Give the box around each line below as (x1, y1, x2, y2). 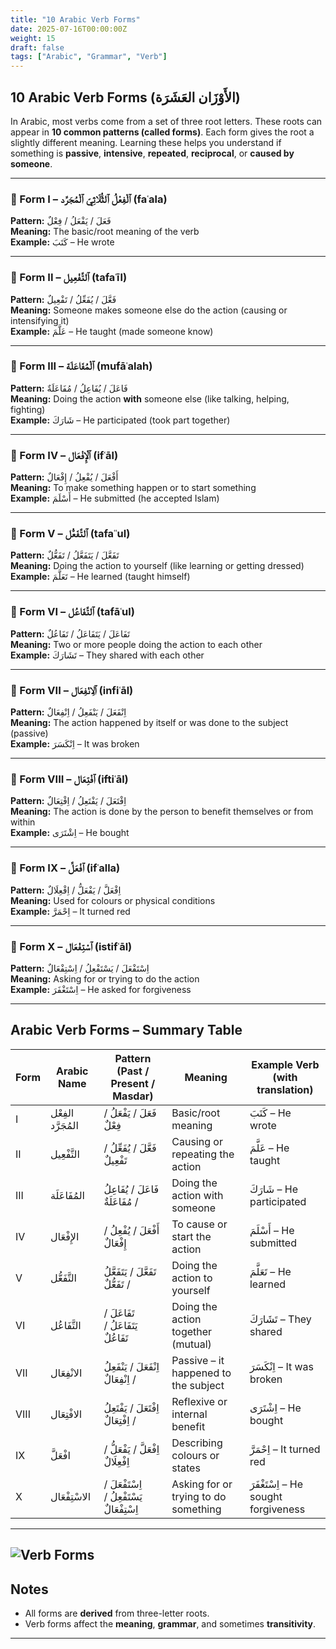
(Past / (116, 1064, 150, 1078)
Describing (171, 1436, 223, 1450)
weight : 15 (10, 33, 56, 43)
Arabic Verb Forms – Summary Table (10, 1022, 243, 1039)
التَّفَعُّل (49, 1271, 78, 1285)
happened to (171, 1366, 232, 1380)
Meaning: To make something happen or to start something (10, 482, 257, 494)
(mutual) (171, 1337, 212, 1351)
